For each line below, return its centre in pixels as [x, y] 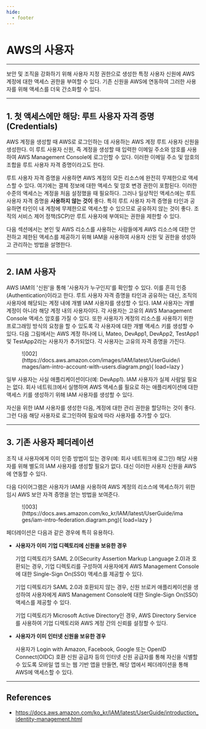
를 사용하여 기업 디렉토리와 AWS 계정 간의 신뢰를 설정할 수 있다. [91, 623]
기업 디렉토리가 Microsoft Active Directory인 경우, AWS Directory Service [106, 615]
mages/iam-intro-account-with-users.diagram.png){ [88, 367]
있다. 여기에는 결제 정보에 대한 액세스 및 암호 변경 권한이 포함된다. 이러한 [111, 185]
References [29, 698]
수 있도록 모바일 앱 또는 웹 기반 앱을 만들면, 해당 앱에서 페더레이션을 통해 [102, 665]
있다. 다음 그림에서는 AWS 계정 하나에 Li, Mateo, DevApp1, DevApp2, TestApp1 [103, 334]
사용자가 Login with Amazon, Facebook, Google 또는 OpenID [91, 649]
